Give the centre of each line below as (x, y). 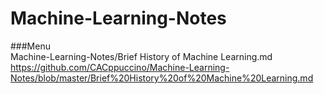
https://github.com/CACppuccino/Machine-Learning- (120, 67)
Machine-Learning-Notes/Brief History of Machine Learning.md (141, 56)
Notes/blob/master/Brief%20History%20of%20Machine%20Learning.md (162, 78)
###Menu (30, 46)
